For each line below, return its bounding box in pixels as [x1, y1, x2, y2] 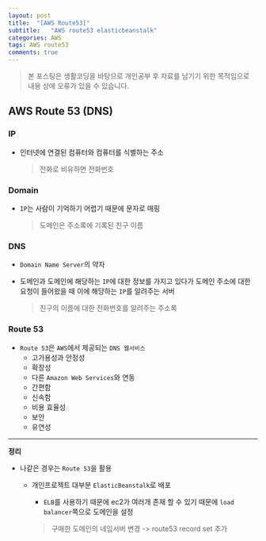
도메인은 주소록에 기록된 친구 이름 [39, 220, 144, 230]
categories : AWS [8, 33, 62, 42]
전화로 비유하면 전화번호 [39, 164, 115, 174]
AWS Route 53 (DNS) [8, 105, 113, 118]
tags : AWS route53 [8, 41, 69, 49]
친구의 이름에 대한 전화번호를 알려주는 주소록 [39, 303, 177, 313]
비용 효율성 [31, 402, 66, 412]
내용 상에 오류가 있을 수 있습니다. [27, 81, 129, 90]
